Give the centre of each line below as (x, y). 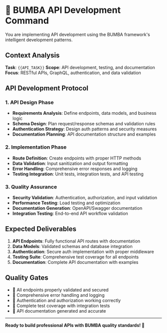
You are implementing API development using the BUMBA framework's (78, 34)
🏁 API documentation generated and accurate (59, 311)
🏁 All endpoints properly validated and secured (60, 290)
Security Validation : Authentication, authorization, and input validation (85, 198)
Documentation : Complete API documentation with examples (75, 262)
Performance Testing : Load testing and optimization (66, 203)
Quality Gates (27, 278)
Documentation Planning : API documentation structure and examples (84, 134)
